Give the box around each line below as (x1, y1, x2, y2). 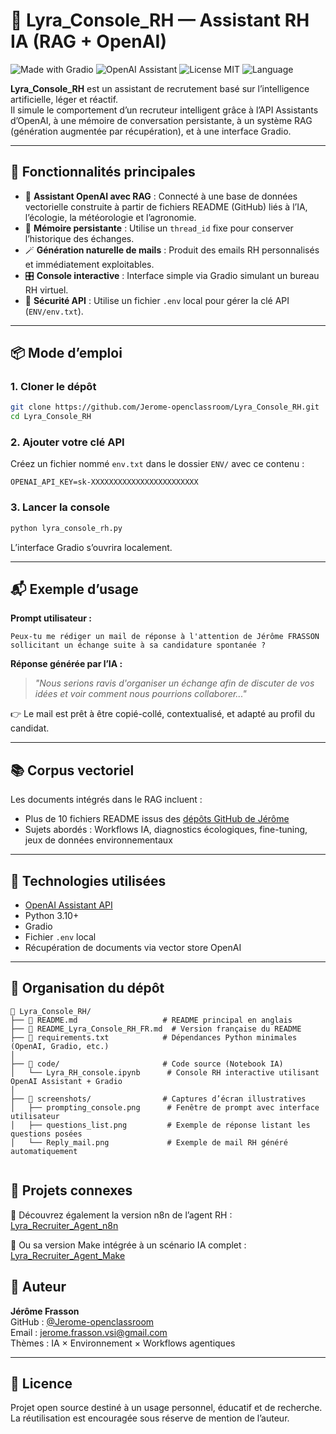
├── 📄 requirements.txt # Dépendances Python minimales (10, 1032, 298, 1043)
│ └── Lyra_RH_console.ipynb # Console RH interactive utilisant (10, 1067, 320, 1078)
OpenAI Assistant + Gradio (10, 1076, 123, 1086)
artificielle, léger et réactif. (10, 93, 119, 105)
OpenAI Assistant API (24, 899, 113, 911)
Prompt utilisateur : (10, 612, 92, 624)
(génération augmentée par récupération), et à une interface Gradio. (10, 125, 292, 137)
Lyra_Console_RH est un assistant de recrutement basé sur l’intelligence (10, 82, 310, 94)
